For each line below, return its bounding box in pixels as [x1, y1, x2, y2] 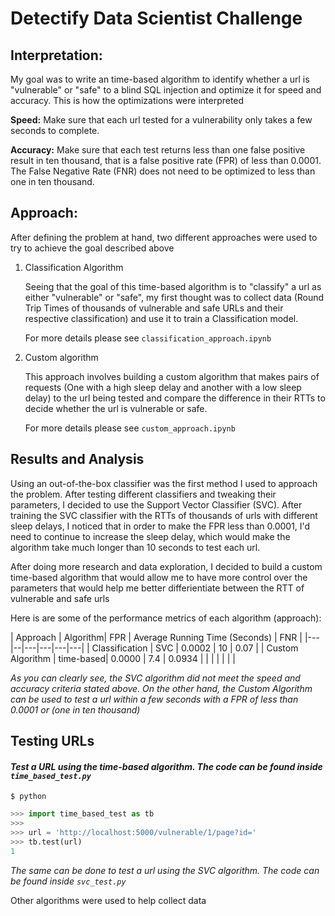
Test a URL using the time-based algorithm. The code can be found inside [10, 760, 323, 772]
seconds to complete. [10, 125, 100, 136]
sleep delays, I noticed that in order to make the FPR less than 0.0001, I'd [10, 520, 311, 532]
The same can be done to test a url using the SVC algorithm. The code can [10, 864, 320, 876]
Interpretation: [10, 47, 103, 64]
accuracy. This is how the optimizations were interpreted [10, 95, 245, 106]
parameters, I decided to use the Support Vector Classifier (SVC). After [10, 498, 303, 511]
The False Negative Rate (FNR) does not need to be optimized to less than [10, 165, 316, 177]
